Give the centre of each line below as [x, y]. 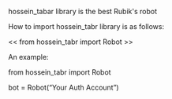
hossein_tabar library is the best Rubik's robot [83, 11]
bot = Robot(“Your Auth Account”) [64, 87]
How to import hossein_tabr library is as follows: [86, 26]
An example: [28, 57]
